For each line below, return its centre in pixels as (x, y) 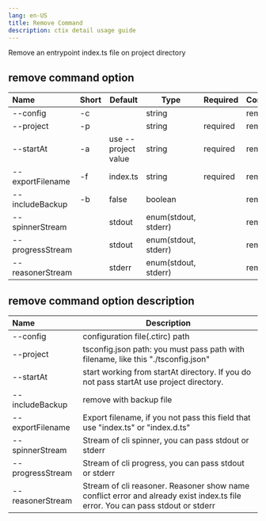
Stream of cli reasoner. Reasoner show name (166, 486)
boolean (161, 200)
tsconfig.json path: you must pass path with (164, 349)
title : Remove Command (46, 23)
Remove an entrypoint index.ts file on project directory (97, 53)
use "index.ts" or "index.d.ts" (137, 427)
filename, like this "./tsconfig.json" (146, 359)
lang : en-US (28, 15)
